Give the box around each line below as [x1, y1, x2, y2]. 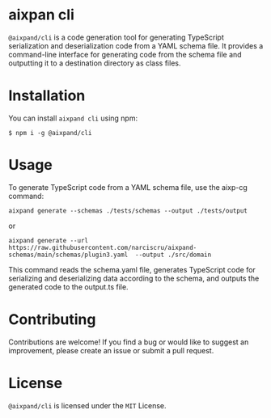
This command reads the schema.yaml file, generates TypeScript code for [8, 264, 256, 274]
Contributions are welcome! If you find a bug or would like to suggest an [8, 337, 249, 347]
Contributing [8, 310, 96, 328]
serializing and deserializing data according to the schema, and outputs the [8, 273, 260, 283]
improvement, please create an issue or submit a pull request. [8, 345, 214, 355]
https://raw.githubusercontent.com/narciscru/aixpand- [8, 243, 197, 251]
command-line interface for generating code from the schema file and [8, 49, 242, 59]
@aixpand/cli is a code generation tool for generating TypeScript [8, 32, 225, 42]
